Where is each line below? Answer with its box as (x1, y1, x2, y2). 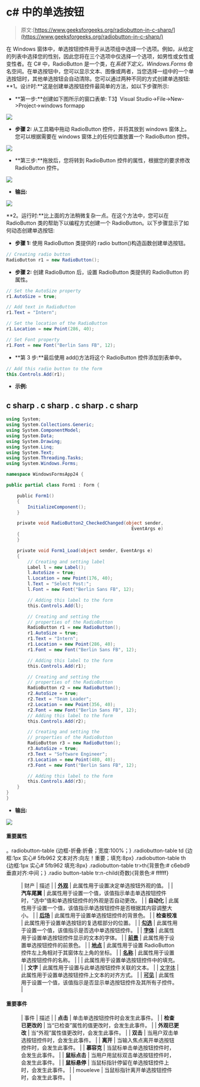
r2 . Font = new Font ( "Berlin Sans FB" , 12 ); (27, 707, 137, 713)
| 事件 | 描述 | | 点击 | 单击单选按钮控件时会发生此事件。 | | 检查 (21, 1014, 174, 1021)
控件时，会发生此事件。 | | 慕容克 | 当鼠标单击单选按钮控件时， (21, 1044, 174, 1051)
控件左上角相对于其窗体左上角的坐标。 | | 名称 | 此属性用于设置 (21, 949, 174, 956)
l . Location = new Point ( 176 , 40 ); (27, 575, 113, 581)
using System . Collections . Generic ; (6, 422, 95, 428)
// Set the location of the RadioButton (6, 320, 108, 327)
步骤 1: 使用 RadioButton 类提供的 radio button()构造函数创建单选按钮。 (14, 239, 189, 246)
